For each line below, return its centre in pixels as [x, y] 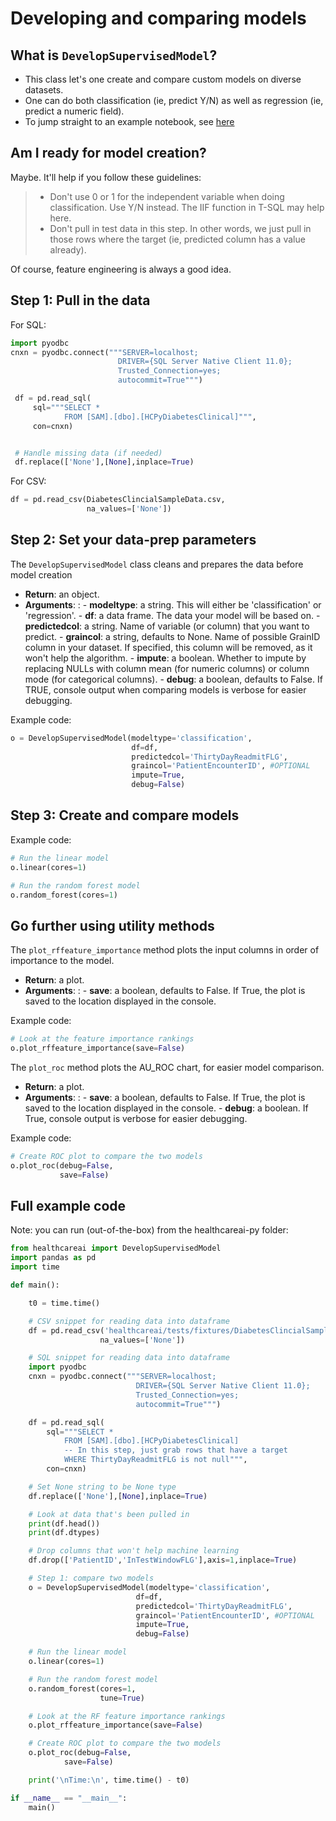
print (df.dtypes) [64, 1533]
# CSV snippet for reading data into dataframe [129, 1321]
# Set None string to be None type [102, 1487]
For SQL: [28, 324]
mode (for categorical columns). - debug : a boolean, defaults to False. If [173, 679]
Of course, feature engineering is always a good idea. [121, 269]
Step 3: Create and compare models [125, 815]
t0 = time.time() [64, 1303]
